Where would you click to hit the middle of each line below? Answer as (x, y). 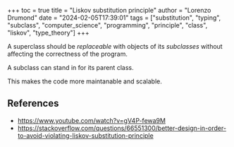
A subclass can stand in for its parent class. (70, 67)
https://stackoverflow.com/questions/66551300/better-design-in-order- (122, 128)
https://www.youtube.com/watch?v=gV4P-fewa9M (91, 120)
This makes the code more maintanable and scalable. (85, 81)
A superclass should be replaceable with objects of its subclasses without (115, 46)
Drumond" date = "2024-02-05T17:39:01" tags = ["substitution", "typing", (114, 18)
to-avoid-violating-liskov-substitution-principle (85, 135)
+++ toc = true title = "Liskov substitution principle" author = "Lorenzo (109, 10)
